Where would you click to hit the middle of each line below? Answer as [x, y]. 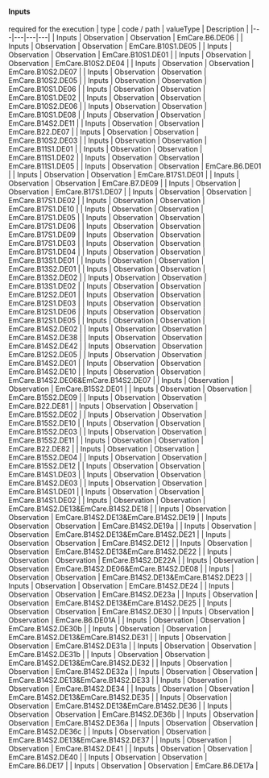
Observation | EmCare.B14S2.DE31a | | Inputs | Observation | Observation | [132, 646]
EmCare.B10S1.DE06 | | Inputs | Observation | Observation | [107, 89]
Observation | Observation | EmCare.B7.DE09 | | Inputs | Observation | [125, 183]
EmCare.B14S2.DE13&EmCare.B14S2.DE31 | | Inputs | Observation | [120, 638]
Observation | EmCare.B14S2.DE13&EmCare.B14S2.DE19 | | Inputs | [120, 518]
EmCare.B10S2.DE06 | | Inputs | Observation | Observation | [108, 106]
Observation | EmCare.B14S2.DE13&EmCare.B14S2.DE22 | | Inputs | [120, 551]
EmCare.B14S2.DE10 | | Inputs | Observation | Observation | [107, 372]
